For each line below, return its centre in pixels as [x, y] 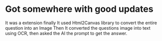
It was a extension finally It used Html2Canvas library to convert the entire [81, 23]
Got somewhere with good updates [79, 9]
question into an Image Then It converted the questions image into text [78, 28]
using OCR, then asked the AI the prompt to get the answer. [66, 33]
